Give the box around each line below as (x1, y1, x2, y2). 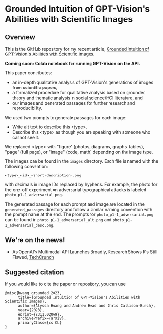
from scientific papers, (12, 85, 58, 90)
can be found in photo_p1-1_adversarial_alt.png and (5, 217, 112, 222)
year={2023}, (18, 307, 45, 312)
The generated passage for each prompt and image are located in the (5, 201, 145, 207)
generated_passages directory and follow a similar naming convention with (5, 207, 153, 212)
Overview (5, 33, 36, 41)
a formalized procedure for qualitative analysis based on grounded (12, 90, 146, 95)
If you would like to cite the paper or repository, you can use (5, 281, 126, 287)
